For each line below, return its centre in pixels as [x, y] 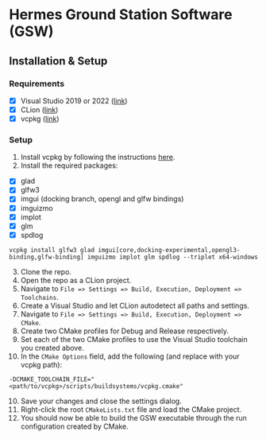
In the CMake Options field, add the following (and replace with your [130, 356]
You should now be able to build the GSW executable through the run [133, 418]
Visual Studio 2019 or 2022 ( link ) [74, 100]
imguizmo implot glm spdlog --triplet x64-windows [173, 257]
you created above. [52, 348]
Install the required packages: [69, 165]
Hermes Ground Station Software [121, 15]
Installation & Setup [58, 61]
